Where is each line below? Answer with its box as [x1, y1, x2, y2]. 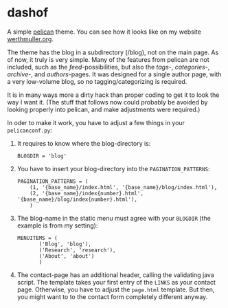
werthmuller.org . [7, 34, 54, 43]
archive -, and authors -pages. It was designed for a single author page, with [7, 70, 222, 78]
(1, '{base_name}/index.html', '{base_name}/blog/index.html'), [30, 184, 218, 190]
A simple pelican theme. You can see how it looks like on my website [7, 27, 201, 36]
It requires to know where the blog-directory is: [16, 139, 151, 147]
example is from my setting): [16, 221, 98, 230]
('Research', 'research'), [38, 246, 116, 254]
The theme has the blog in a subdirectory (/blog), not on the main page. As [7, 48, 219, 56]
